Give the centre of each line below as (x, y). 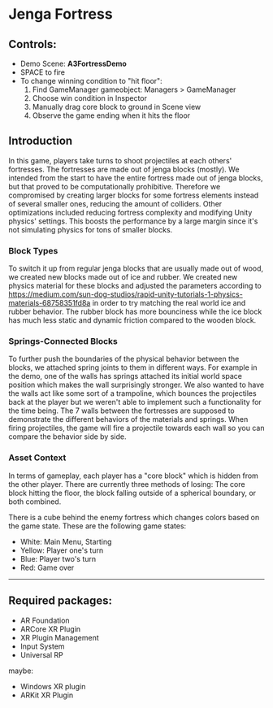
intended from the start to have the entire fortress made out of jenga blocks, (136, 178)
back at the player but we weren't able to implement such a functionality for (135, 402)
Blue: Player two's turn (58, 558)
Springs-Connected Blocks (63, 341)
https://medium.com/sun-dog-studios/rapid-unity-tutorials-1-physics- (126, 294)
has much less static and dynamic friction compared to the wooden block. (132, 320)
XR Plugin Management (59, 637)
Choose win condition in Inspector (90, 98)
